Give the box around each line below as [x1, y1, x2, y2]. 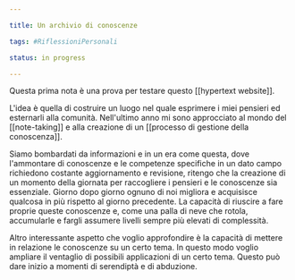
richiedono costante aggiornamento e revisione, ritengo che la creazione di [9, 167, 286, 179]
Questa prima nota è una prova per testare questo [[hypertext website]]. [9, 86, 275, 97]
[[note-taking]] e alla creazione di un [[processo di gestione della [9, 122, 249, 132]
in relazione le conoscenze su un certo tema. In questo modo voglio [9, 242, 259, 253]
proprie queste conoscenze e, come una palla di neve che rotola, [9, 206, 249, 216]
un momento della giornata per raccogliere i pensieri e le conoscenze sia [9, 177, 278, 188]
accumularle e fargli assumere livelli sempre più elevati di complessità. [9, 216, 269, 226]
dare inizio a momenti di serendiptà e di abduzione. [9, 261, 198, 272]
